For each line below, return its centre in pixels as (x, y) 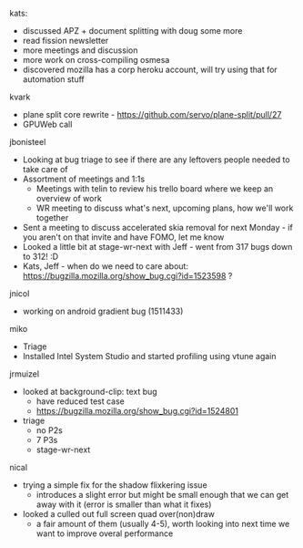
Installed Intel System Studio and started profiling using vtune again (149, 356)
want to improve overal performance (105, 533)
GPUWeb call (47, 124)
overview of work (69, 198)
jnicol (20, 294)
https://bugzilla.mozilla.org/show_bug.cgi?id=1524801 (137, 411)
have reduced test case (81, 401)
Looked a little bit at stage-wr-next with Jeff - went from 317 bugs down (157, 247)
